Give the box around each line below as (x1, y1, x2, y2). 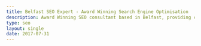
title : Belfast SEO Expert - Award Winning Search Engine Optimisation (6, 8, 188, 15)
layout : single (6, 25, 44, 32)
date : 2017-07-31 (6, 31, 50, 37)
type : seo (6, 20, 31, 26)
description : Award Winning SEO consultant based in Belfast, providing (6, 14, 191, 20)
